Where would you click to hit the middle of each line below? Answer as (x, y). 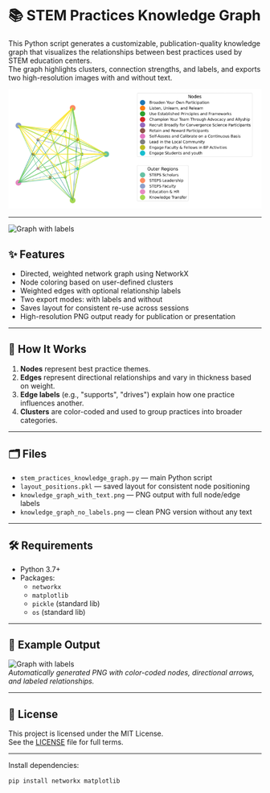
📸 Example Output (54, 644)
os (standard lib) (59, 612)
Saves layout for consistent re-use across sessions (104, 308)
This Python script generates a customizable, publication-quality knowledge (135, 43)
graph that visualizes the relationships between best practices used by (125, 52)
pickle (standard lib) (66, 603)
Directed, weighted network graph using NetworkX (104, 274)
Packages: (37, 578)
